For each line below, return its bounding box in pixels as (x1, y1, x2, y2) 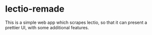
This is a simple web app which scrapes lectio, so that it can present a (5, 19, 148, 25)
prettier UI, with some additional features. (5, 24, 90, 30)
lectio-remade (5, 3, 65, 15)
